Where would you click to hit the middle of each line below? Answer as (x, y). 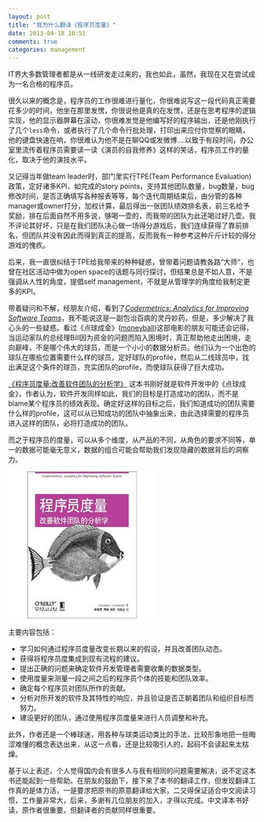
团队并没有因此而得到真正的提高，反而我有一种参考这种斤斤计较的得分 (142, 235)
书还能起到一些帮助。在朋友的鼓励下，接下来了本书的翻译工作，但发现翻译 (128, 781)
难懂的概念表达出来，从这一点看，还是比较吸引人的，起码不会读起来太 (128, 744)
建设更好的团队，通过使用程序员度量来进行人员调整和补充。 (116, 718)
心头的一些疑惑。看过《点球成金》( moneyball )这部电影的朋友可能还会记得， (131, 328)
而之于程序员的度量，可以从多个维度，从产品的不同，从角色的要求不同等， (128, 440)
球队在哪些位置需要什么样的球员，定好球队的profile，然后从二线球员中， (125, 357)
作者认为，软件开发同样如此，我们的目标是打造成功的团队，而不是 (132, 394)
